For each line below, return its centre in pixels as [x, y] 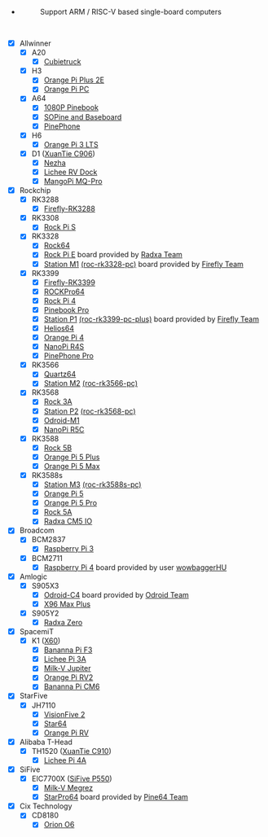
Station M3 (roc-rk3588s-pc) [92, 484]
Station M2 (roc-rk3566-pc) [91, 383]
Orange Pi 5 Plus [72, 457]
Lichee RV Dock [70, 172]
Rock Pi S [60, 227]
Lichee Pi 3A [65, 660]
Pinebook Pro [66, 309]
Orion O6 [59, 825]
